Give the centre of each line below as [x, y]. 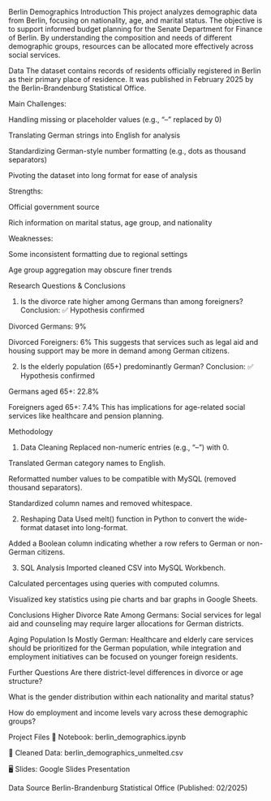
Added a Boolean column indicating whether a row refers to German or [127, 543]
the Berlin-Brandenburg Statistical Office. [77, 88]
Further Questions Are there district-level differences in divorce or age [126, 673]
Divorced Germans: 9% [47, 326]
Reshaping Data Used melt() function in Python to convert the [123, 519]
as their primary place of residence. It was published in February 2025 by [131, 79]
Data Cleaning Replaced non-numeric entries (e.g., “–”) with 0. [125, 447]
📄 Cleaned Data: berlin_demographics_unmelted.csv [96, 753]
